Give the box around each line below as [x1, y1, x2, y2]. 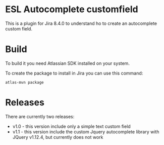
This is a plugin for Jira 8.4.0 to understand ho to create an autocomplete [5, 20, 157, 26]
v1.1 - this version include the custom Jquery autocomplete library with [12, 128, 159, 135]
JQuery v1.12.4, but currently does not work [12, 134, 103, 140]
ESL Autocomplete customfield [5, 4, 138, 15]
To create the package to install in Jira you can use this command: [5, 70, 143, 76]
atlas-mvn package [5, 80, 44, 85]
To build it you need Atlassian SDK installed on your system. [5, 60, 130, 66]
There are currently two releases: [5, 113, 75, 120]
